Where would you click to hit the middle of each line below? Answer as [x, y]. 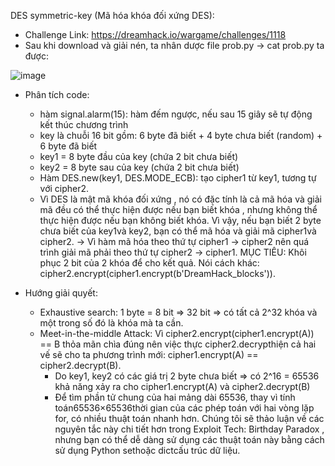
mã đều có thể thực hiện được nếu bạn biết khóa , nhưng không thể [178, 209]
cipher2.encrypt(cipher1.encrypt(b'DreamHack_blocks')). [157, 273]
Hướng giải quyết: [61, 293]
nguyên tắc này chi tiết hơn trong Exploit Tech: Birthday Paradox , [189, 429]
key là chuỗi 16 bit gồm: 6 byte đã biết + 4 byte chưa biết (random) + [181, 135]
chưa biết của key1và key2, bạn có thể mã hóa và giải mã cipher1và [178, 231]
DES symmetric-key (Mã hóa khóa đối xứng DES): [112, 15]
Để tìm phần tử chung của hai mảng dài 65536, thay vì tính [175, 397]
